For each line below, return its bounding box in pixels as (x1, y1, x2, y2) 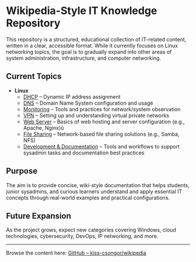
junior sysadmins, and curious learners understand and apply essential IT (6, 188, 183, 195)
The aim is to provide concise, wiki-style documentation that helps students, (6, 181, 190, 188)
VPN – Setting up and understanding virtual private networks (23, 112, 169, 119)
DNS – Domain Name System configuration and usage (23, 99, 153, 106)
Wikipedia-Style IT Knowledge (6, 4, 157, 18)
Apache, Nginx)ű (23, 124, 64, 131)
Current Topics (6, 71, 62, 81)
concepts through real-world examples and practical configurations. (6, 194, 170, 201)
